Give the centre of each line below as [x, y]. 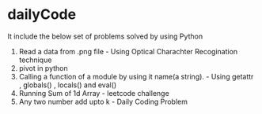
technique [35, 60]
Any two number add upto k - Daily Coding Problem [103, 101]
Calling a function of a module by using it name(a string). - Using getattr [136, 76]
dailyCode [42, 15]
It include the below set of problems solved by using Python [105, 36]
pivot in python [43, 68]
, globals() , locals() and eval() [68, 85]
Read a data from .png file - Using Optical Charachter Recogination [128, 51]
